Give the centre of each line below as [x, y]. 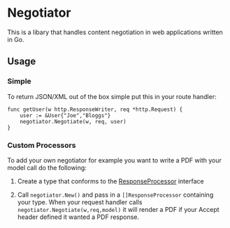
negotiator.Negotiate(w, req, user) [73, 121]
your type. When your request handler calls [80, 202]
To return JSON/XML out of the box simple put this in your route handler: [112, 96]
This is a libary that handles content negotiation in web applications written [115, 32]
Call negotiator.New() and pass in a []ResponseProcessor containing [115, 195]
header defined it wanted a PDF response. [78, 217]
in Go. [16, 39]
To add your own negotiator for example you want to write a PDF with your [114, 160]
